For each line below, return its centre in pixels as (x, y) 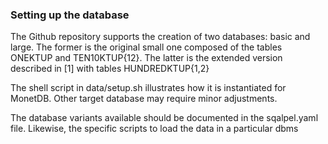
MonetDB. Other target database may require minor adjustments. (144, 99)
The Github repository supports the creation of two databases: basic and (160, 37)
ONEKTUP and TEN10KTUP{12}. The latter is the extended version (146, 58)
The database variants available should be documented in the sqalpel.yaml (164, 118)
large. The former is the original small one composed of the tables (146, 47)
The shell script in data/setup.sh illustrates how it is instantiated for (148, 88)
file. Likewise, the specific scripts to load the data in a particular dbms (154, 129)
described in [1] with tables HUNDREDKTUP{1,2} (110, 69)
